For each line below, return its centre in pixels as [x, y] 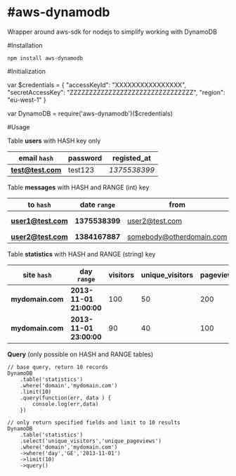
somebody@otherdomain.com [177, 236]
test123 [81, 169]
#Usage [19, 127]
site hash [37, 275]
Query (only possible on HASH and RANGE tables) [80, 354]
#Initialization [27, 71]
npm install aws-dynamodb [45, 58]
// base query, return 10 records [58, 367]
